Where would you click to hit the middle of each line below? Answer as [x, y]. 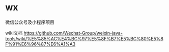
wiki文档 [14, 33]
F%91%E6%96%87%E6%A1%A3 [40, 44]
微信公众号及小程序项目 [30, 22]
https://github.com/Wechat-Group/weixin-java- [73, 33]
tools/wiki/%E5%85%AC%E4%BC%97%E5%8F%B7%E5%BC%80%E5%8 [84, 38]
